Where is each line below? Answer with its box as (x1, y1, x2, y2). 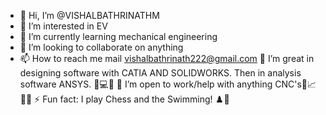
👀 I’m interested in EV (19, 20, 108, 32)
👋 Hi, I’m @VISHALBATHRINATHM (19, 10, 160, 21)
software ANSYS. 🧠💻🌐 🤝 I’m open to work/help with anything (19, 78, 273, 90)
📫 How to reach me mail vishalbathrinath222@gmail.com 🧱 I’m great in (19, 53, 315, 64)
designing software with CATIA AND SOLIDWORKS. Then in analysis (19, 67, 302, 79)
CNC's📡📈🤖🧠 (274, 78, 317, 90)
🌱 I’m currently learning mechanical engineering (19, 31, 218, 42)
